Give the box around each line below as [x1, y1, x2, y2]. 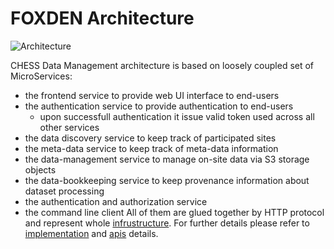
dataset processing [24, 185, 105, 197]
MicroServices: [10, 70, 73, 82]
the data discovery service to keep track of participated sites [24, 132, 277, 144]
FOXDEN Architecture [10, 7, 195, 30]
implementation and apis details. [24, 227, 159, 239]
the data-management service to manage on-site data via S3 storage [24, 153, 310, 165]
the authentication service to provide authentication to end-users [24, 100, 294, 112]
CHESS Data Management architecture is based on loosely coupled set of [10, 59, 315, 71]
